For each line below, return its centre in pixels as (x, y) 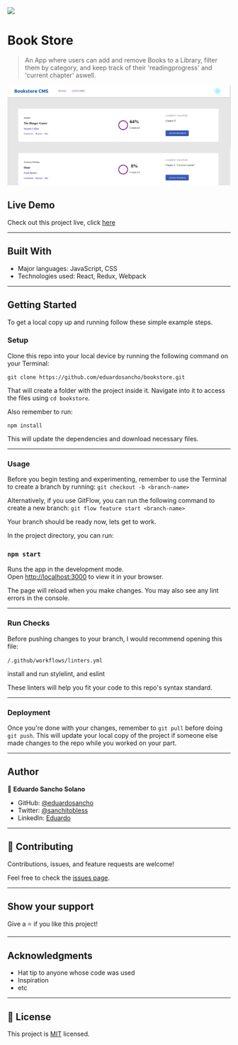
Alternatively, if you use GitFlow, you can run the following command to (111, 501)
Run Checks (29, 623)
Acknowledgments (50, 955)
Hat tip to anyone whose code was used (76, 973)
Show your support (51, 907)
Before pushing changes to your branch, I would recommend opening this (115, 638)
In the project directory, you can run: (61, 536)
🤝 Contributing (40, 847)
